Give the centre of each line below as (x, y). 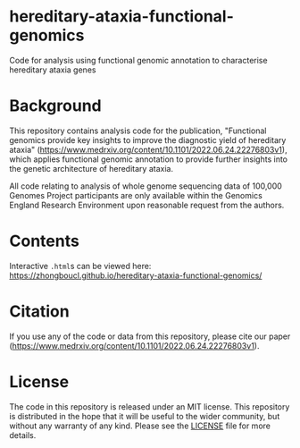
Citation (39, 311)
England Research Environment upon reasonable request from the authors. (147, 205)
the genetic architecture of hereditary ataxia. (92, 168)
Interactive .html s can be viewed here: (80, 266)
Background (55, 106)
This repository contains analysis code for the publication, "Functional (138, 131)
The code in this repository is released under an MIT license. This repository (150, 406)
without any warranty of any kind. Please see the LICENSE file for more (140, 426)
